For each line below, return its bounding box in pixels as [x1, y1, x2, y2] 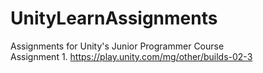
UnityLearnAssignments [10, 7, 218, 30]
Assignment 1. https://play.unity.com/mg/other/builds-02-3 [10, 50, 253, 62]
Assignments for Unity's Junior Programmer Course [10, 40, 225, 52]
